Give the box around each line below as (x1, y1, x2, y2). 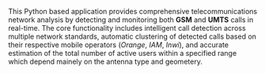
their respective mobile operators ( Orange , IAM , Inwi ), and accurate (8, 40, 229, 50)
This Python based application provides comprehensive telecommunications (8, 7, 258, 16)
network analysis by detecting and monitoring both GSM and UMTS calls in (8, 15, 254, 24)
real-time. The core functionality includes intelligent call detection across (8, 24, 247, 32)
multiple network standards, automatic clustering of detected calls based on (8, 31, 257, 41)
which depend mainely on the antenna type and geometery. (8, 57, 203, 66)
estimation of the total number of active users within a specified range (8, 49, 237, 57)
